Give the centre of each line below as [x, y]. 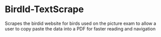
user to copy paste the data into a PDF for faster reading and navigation [80, 28]
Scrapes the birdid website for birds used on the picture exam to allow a [80, 23]
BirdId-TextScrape [44, 9]
